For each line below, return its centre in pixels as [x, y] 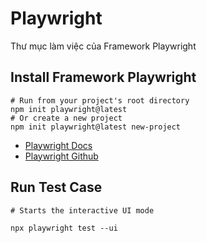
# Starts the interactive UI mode [82, 210]
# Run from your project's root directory [100, 100]
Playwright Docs [58, 145]
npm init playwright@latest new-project [96, 127]
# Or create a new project [66, 118]
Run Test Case [56, 187]
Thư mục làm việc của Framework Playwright [103, 46]
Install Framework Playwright [103, 77]
